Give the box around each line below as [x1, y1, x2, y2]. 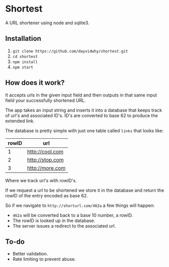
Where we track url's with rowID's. [5, 177, 77, 183]
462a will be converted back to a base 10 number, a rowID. [12, 212, 133, 218]
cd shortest [12, 54, 38, 59]
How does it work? [5, 79, 65, 87]
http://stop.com [27, 156, 64, 163]
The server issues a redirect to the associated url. [12, 223, 116, 229]
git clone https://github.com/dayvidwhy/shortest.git [12, 48, 128, 54]
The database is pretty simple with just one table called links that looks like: [5, 127, 164, 134]
